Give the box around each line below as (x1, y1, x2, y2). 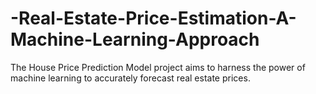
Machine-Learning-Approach (10, 28, 260, 51)
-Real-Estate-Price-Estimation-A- (10, 7, 297, 30)
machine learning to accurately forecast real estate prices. (10, 72, 251, 84)
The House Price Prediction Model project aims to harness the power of (10, 61, 306, 73)
